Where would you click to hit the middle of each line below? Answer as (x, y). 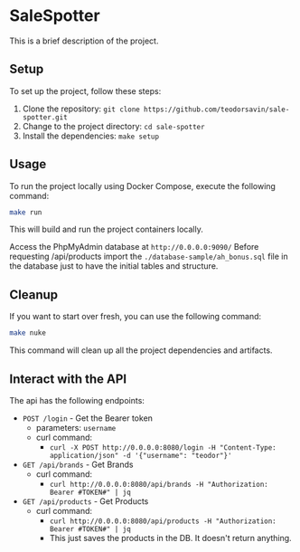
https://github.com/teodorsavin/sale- (216, 109)
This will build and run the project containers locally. (106, 229)
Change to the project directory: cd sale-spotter (113, 126)
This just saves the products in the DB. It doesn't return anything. (170, 538)
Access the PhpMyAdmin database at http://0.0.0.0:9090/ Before (134, 247)
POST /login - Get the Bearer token (88, 418)
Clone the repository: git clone (81, 109)
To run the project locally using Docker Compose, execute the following (142, 186)
